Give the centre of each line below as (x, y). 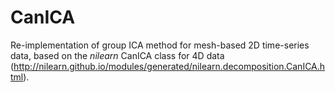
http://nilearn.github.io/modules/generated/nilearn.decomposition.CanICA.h (169, 66)
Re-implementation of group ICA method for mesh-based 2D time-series (160, 45)
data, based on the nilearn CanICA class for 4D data (117, 55)
